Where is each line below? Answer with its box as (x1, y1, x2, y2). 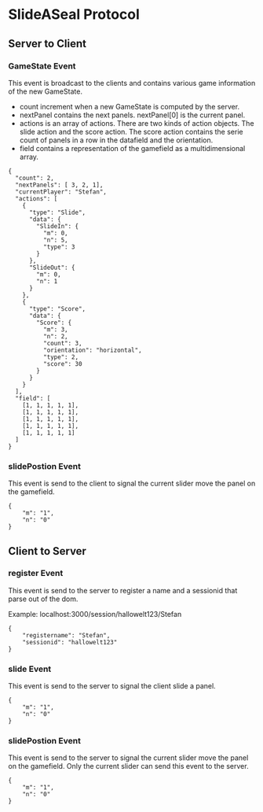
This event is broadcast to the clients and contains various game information (8, 78, 256, 87)
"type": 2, (42, 352, 79, 361)
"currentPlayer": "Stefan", (15, 187, 108, 196)
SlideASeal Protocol (8, 6, 140, 24)
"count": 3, (42, 339, 82, 347)
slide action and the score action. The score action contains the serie (19, 127, 243, 136)
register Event (8, 568, 64, 579)
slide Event (8, 663, 52, 674)
